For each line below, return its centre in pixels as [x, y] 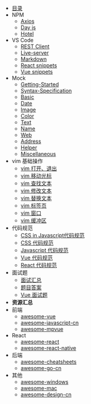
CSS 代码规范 [37, 243]
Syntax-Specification [46, 91]
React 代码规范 [39, 265]
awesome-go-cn [41, 368]
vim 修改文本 [36, 191]
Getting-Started [40, 84]
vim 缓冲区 [34, 220]
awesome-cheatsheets [48, 362]
